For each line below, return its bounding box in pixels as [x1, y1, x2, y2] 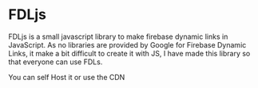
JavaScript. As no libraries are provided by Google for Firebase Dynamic [8, 40, 247, 49]
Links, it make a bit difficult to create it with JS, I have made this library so [8, 48, 251, 58]
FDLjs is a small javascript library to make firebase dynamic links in [8, 32, 228, 41]
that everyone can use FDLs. [8, 57, 103, 67]
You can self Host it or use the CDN [8, 72, 125, 82]
